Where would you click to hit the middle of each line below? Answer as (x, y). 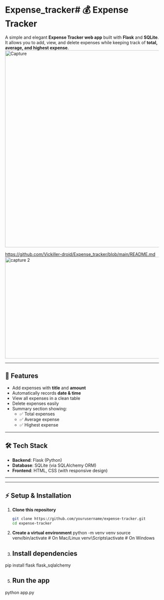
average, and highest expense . (37, 48)
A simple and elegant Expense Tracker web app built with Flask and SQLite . (82, 37)
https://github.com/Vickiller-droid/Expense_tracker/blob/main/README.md (80, 254)
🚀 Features (22, 376)
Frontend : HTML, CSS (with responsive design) (60, 470)
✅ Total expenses (37, 414)
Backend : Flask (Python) (37, 460)
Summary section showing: (40, 408)
